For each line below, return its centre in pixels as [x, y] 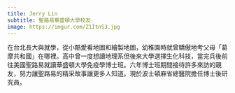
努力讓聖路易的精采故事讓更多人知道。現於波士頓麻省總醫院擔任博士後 [120, 73]
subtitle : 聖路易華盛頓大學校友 [49, 20]
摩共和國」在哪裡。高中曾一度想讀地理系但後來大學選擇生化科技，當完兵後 [114, 56]
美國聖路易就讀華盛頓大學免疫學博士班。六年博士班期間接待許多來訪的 [114, 65]
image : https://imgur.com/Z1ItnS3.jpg [64, 27]
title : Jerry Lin [33, 14]
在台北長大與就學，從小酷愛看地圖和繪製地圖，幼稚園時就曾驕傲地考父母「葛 [117, 48]
